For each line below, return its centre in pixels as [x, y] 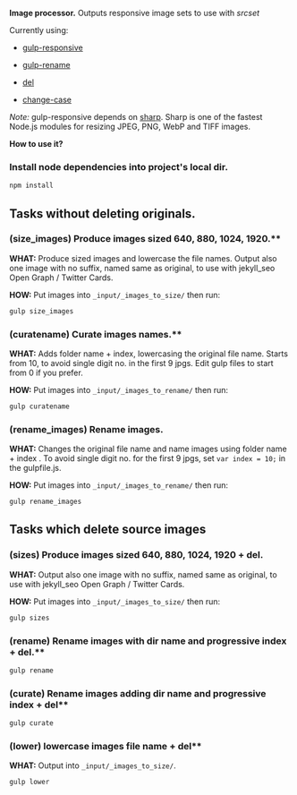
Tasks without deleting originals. [102, 214]
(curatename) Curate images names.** [96, 334]
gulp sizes [30, 618]
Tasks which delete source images [108, 530]
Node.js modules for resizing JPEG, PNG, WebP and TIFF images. [130, 126]
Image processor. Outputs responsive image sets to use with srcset [135, 13]
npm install [31, 186]
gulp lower [30, 782]
